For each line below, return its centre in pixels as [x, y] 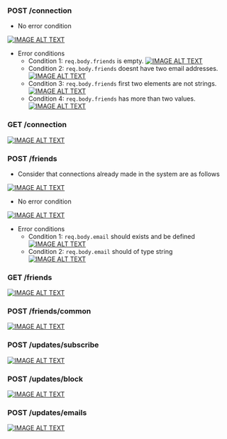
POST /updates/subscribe [53, 345]
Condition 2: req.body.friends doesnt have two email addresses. [123, 69]
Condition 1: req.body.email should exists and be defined [111, 236]
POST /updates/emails [47, 412]
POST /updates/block [45, 379]
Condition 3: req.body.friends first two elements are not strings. [122, 84]
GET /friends [30, 277]
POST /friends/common [49, 311]
